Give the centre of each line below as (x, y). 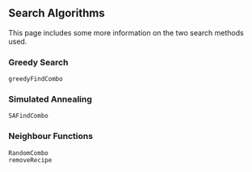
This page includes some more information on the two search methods (126, 32)
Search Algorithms (57, 13)
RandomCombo (28, 153)
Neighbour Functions (51, 136)
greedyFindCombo (36, 79)
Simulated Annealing (50, 99)
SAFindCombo (28, 116)
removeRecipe (30, 160)
